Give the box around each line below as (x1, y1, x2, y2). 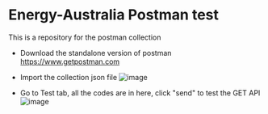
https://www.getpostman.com (19, 57, 120, 66)
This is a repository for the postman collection (8, 32, 161, 42)
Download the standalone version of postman (19, 48, 172, 57)
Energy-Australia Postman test (8, 6, 220, 24)
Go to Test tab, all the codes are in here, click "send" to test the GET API (19, 87, 261, 98)
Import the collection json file (19, 72, 118, 82)
